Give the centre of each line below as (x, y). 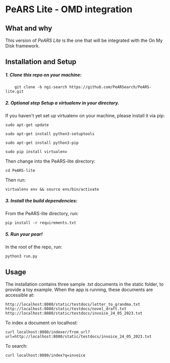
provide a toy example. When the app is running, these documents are (79, 290)
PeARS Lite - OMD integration (69, 9)
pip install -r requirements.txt (41, 223)
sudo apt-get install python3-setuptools (50, 134)
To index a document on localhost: (42, 323)
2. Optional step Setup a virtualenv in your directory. (63, 102)
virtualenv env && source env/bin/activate (52, 190)
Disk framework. (22, 46)
